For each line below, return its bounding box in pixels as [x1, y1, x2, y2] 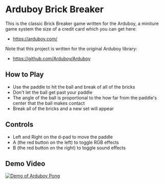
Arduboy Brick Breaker [5, 4, 104, 15]
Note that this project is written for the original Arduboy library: [5, 45, 137, 51]
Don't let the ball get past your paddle [12, 89, 93, 95]
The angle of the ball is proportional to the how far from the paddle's [12, 94, 157, 100]
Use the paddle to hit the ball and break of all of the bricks [12, 84, 135, 90]
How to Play [5, 70, 44, 79]
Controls [5, 120, 34, 129]
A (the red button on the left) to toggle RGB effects [12, 139, 119, 145]
